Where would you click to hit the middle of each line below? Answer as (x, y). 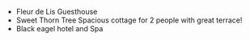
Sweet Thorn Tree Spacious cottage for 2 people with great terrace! (129, 20)
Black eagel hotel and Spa (59, 29)
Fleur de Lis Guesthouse (57, 12)
